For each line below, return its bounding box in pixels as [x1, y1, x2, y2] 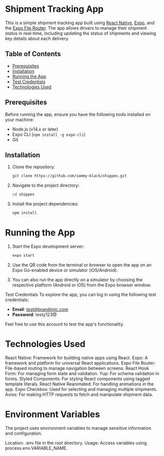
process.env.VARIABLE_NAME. [5, 445, 68, 451]
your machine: [5, 116, 34, 122]
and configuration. [5, 430, 43, 436]
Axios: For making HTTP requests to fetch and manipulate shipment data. [5, 391, 153, 397]
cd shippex [12, 192, 35, 197]
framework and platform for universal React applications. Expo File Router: [5, 360, 156, 366]
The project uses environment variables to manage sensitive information [5, 425, 151, 431]
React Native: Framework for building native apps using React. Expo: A [5, 354, 148, 361]
